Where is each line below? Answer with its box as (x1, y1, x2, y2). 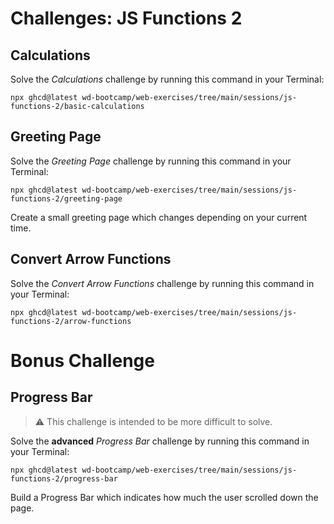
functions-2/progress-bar (10, 473, 118, 484)
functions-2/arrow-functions (10, 316, 132, 326)
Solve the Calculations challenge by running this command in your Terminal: (10, 73, 325, 85)
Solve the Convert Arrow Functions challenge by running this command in (10, 277, 315, 289)
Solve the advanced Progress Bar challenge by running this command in (10, 435, 310, 447)
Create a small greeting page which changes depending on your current (10, 211, 308, 223)
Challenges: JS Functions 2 (10, 7, 243, 30)
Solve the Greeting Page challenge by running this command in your (10, 155, 292, 167)
